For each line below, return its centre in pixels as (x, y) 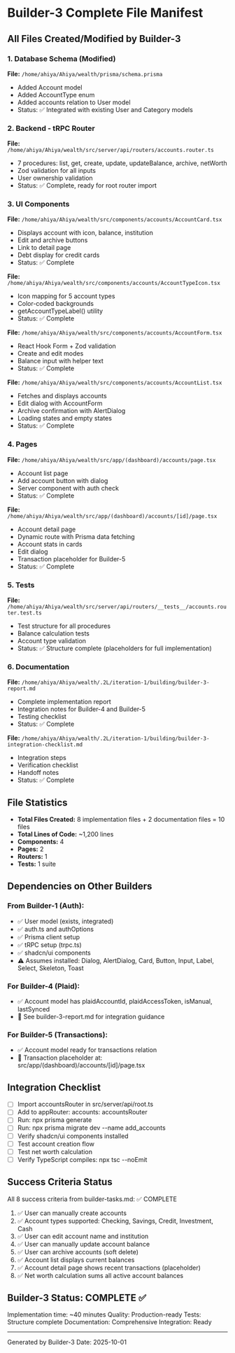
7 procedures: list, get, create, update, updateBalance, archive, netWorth (122, 163)
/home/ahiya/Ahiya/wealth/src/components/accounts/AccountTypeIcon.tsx (114, 283)
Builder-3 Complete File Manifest (105, 13)
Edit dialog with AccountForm (60, 403)
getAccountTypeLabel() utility (60, 311)
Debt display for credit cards (58, 255)
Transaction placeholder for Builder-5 (71, 559)
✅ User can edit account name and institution (83, 1236)
